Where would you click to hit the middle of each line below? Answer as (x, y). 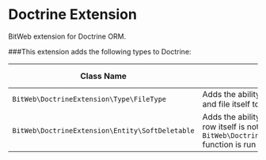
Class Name (103, 76)
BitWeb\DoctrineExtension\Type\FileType (89, 99)
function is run (229, 144)
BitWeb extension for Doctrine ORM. (67, 36)
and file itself (226, 104)
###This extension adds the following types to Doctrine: (100, 51)
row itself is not (231, 126)
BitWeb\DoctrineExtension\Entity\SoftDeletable (104, 130)
